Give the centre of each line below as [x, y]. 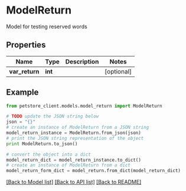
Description [82, 61]
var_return [24, 71]
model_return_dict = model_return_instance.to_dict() [74, 160]
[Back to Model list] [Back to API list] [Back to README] [74, 182]
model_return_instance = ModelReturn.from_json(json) [74, 133]
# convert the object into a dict [49, 154]
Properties [26, 45]
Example [22, 93]
